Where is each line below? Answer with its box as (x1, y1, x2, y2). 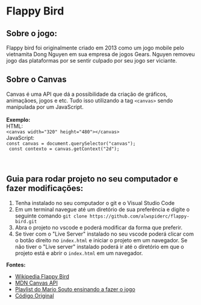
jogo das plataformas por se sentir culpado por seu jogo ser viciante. (6, 57, 178, 64)
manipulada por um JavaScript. (6, 103, 84, 110)
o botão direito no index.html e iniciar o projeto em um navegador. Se (14, 236, 188, 244)
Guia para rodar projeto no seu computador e (6, 174, 179, 184)
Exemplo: (6, 116, 31, 123)
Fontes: (6, 261, 26, 268)
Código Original (14, 292, 54, 299)
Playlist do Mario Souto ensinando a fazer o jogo (14, 285, 135, 293)
